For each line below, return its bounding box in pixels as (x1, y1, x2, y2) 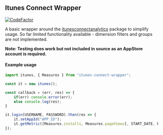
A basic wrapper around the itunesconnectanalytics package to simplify (5, 26, 149, 32)
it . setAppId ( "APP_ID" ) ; (14, 117, 62, 122)
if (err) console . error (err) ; (14, 94, 73, 100)
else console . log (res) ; (14, 99, 62, 104)
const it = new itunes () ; (5, 81, 57, 86)
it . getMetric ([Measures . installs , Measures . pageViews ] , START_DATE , (14, 121, 155, 126)
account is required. (5, 51, 47, 57)
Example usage (5, 62, 37, 68)
